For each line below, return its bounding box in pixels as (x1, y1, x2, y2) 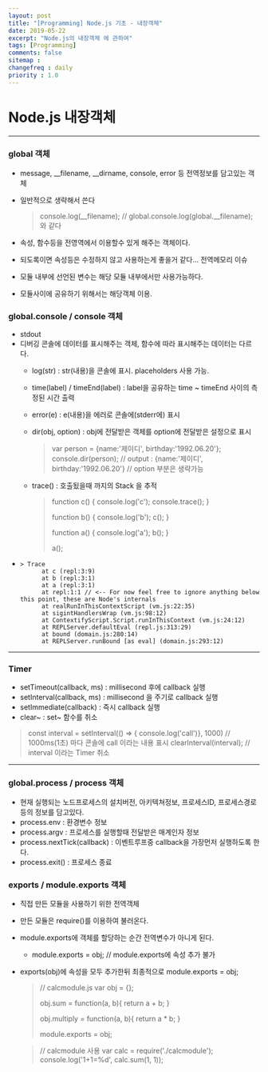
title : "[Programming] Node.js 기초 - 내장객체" (8, 19, 164, 27)
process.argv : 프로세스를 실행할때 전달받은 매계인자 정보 (19, 827, 199, 837)
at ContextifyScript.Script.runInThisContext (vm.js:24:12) (41, 617, 246, 625)
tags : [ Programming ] (8, 42, 77, 50)
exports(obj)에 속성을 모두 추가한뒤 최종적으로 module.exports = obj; (19, 967, 239, 977)
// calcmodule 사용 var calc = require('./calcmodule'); (39, 1046, 214, 1056)
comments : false (8, 49, 62, 57)
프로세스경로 (218, 797, 257, 806)
